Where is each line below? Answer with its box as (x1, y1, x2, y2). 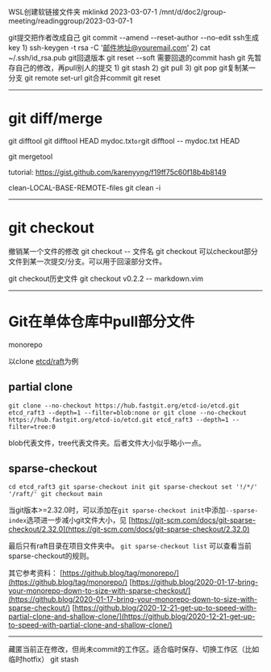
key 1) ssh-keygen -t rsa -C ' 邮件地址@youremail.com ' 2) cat (8, 43, 211, 52)
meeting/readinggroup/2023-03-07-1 (8, 16, 133, 26)
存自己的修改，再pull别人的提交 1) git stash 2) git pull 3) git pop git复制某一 (8, 63, 256, 73)
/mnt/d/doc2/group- (158, 7, 227, 16)
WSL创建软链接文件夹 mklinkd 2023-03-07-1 (8, 7, 158, 16)
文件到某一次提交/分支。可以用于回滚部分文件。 (8, 257, 167, 266)
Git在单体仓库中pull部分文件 (8, 313, 195, 331)
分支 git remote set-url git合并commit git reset (8, 73, 161, 82)
